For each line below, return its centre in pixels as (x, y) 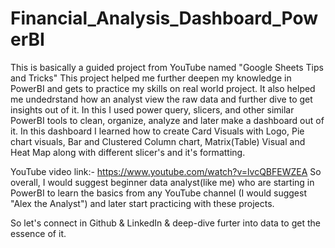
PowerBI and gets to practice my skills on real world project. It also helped (163, 88)
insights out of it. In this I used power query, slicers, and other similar (152, 109)
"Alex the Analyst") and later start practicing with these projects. (142, 203)
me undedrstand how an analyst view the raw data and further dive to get (161, 99)
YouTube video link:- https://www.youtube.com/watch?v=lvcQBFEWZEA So (166, 171)
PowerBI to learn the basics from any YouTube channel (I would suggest (158, 193)
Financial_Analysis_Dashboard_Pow (164, 18)
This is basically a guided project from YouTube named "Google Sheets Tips (167, 67)
